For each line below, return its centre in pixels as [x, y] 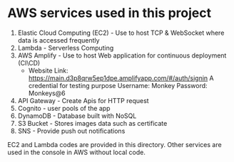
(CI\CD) [29, 63]
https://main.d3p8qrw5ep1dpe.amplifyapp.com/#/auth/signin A [121, 78]
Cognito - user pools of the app [64, 108]
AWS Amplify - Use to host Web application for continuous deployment [122, 55]
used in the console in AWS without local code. [77, 152]
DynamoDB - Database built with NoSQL [77, 116]
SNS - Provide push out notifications [71, 131]
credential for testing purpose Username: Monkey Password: [118, 85]
